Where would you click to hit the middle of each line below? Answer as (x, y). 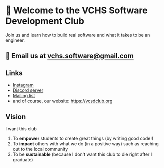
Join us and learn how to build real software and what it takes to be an (78, 35)
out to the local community (40, 149)
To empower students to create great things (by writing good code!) (83, 138)
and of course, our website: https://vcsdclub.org (62, 101)
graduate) (23, 159)
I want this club (21, 129)
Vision (16, 117)
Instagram (23, 85)
